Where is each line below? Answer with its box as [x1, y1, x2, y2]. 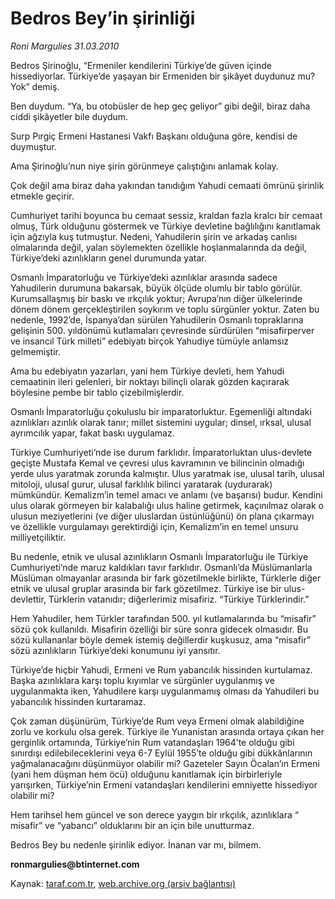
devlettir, [10, 593, 47, 605]
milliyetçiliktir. [10, 531, 67, 543]
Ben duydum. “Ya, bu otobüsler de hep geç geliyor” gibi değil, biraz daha [10, 100, 311, 112]
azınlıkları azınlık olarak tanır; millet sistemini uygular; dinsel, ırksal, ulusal [10, 416, 312, 428]
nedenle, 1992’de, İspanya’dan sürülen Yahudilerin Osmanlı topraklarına [10, 313, 304, 326]
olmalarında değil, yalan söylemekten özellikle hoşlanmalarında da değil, [10, 241, 307, 253]
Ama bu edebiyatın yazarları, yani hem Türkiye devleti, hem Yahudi [10, 365, 285, 377]
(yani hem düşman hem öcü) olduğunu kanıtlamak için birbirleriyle [10, 768, 283, 780]
